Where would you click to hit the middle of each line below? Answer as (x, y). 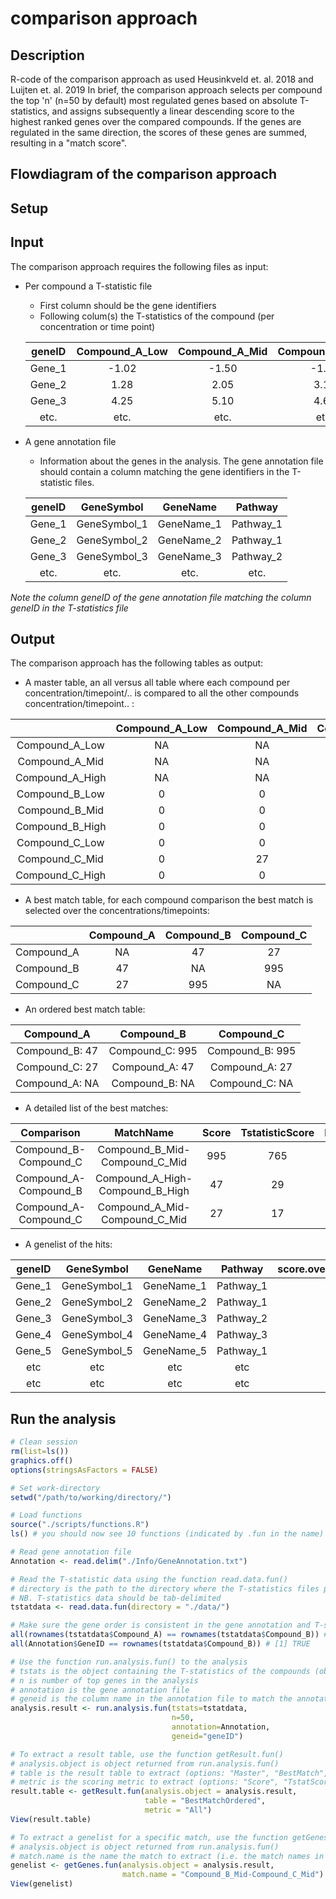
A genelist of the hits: (68, 1244)
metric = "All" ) (178, 1810)
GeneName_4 (175, 1335)
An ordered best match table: (85, 1009)
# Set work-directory (55, 1488)
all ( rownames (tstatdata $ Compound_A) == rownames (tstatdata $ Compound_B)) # (169, 1635)
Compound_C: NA (251, 1084)
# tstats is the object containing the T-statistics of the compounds (160, 1671)
